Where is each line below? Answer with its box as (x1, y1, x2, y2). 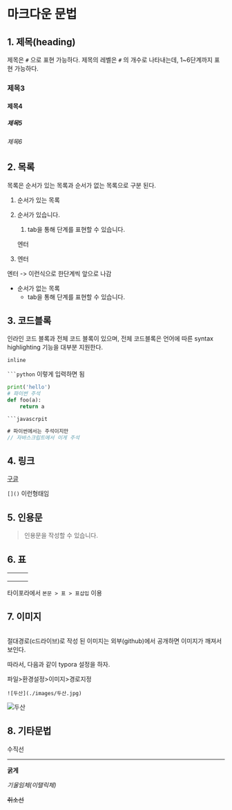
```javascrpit (7, 415, 48, 422)
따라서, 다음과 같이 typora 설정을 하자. (7, 660, 110, 668)
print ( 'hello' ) (7, 384, 51, 391)
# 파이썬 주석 (7, 390, 41, 397)
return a (19, 403, 45, 410)
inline (7, 357, 26, 364)
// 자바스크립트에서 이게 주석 (7, 434, 80, 441)
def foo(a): (7, 397, 41, 404)
